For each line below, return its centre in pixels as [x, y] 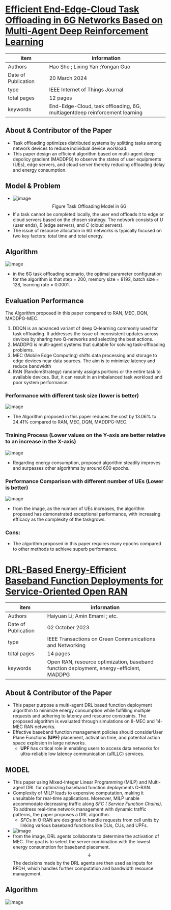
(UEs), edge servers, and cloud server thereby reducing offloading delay [89, 165]
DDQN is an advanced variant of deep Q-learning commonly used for [85, 328]
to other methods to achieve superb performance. [65, 549]
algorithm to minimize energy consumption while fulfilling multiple [82, 711]
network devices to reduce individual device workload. [70, 148]
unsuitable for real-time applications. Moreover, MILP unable [76, 798]
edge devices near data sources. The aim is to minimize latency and [84, 361]
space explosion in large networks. [49, 743]
